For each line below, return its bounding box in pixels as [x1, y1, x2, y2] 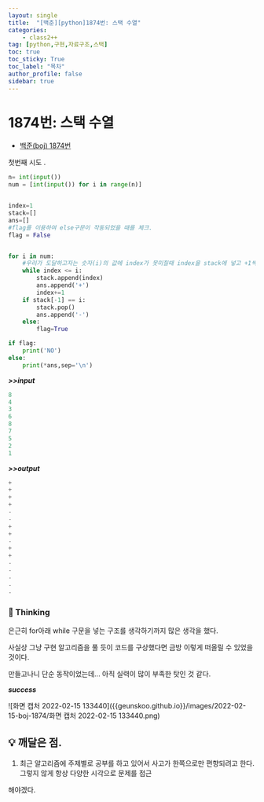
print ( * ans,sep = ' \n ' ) [22, 361, 93, 370]
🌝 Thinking [8, 607, 50, 618]
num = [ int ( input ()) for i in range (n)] [8, 181, 143, 189]
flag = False [8, 231, 51, 239]
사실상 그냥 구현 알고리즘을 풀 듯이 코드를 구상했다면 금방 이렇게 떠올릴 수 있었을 [8, 642, 254, 652]
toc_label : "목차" [8, 63, 65, 71]
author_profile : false [8, 70, 82, 78]
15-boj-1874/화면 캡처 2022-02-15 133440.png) [8, 711, 160, 720]
